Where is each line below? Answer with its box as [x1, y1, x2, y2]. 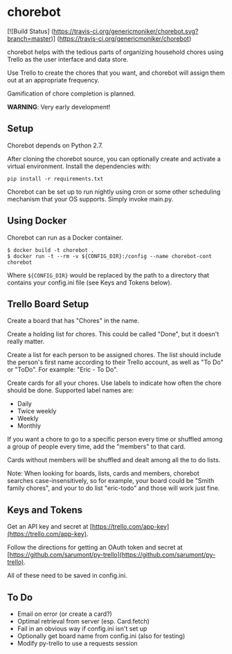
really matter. [7, 337, 45, 346]
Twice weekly [17, 407, 57, 415]
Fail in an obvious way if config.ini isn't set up [17, 624, 148, 633]
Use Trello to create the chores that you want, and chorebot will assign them [7, 69, 225, 77]
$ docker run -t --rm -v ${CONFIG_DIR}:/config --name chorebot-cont [7, 253, 213, 260]
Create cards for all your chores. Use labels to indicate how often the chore [7, 379, 222, 388]
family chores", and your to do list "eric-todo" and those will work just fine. [7, 484, 220, 492]
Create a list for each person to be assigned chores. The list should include [7, 351, 222, 359]
